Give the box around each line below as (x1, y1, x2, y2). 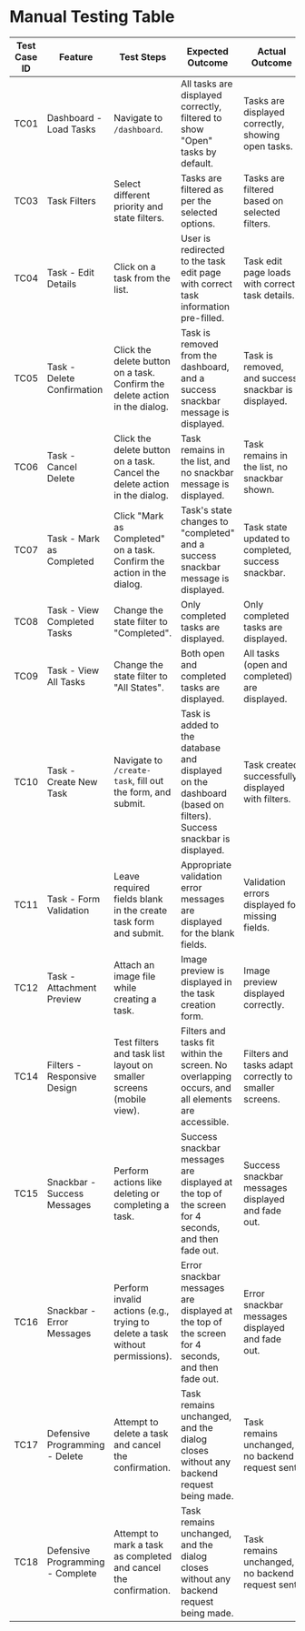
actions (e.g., (113, 1304, 170, 1316)
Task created (243, 758, 300, 770)
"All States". (113, 680, 165, 693)
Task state (243, 520, 288, 533)
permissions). (113, 1349, 172, 1362)
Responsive (46, 1070, 97, 1082)
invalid (113, 1293, 143, 1305)
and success (243, 371, 298, 384)
